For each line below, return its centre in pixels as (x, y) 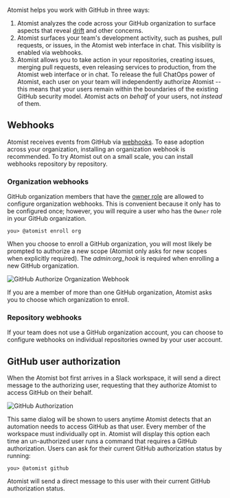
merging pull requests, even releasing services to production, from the (117, 67)
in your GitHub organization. (47, 219)
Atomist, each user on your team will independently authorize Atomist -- (119, 82)
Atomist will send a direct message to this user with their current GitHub (109, 481)
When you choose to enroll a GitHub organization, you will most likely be (110, 244)
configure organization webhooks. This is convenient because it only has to (114, 204)
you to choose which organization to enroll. (68, 300)
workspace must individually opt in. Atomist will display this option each (109, 434)
